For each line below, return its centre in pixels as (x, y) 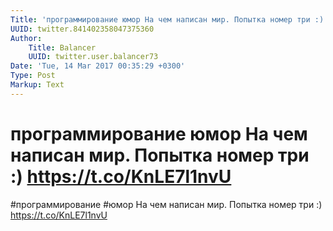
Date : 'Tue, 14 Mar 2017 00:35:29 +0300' (98, 66)
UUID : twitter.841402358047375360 (82, 29)
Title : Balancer (62, 47)
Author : (26, 38)
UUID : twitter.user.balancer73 (93, 57)
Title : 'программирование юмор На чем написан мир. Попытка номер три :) (167, 19)
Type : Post (33, 76)
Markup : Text (37, 85)
